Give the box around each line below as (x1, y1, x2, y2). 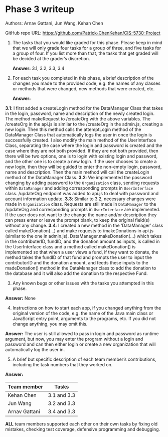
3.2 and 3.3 (48, 400, 76, 407)
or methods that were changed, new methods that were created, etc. (12, 85, 155, 91)
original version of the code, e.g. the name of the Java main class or (12, 310, 153, 316)
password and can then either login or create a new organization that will (5, 341, 156, 347)
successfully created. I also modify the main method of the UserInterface (5, 137, 156, 143)
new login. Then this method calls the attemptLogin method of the (5, 126, 141, 132)
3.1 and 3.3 (48, 391, 76, 398)
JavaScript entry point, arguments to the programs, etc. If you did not (12, 315, 156, 322)
